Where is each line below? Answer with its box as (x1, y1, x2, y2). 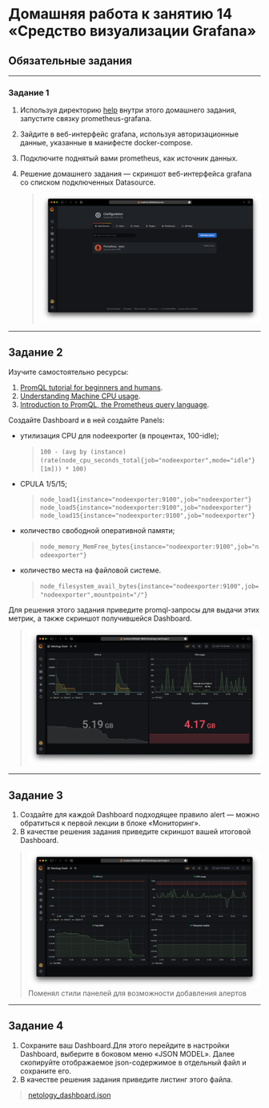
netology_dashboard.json (27, 1090, 111, 1100)
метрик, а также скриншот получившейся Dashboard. (8, 613, 192, 623)
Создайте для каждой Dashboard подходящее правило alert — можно (19, 810, 260, 820)
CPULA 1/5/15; (19, 479, 68, 488)
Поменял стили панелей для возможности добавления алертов (27, 988, 247, 998)
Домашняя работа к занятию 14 (8, 5, 233, 23)
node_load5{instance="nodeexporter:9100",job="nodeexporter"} (39, 503, 252, 511)
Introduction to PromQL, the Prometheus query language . (19, 399, 210, 409)
